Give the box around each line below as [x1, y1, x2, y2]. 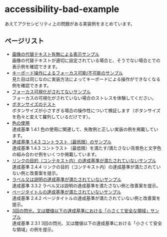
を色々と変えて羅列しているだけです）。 [11, 114, 93, 120]
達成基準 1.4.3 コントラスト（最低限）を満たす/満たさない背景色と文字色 [11, 145, 162, 151]
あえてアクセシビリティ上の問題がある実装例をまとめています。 [4, 21, 135, 27]
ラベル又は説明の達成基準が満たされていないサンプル [11, 176, 121, 182]
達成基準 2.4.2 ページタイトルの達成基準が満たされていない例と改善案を [11, 195, 161, 201]
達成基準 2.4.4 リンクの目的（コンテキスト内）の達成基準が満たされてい [11, 164, 161, 170]
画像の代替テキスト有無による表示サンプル [11, 51, 99, 57]
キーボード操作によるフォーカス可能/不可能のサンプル [11, 70, 123, 76]
